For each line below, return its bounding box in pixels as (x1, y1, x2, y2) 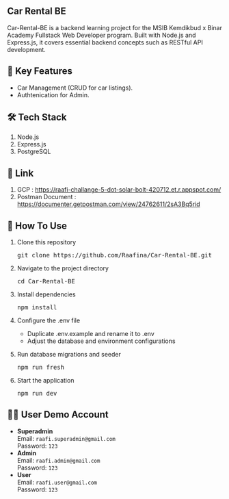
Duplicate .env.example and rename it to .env (27, 330, 155, 338)
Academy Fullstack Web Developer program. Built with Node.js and (7, 31, 196, 39)
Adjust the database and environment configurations (27, 337, 176, 345)
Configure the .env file (16, 316, 81, 324)
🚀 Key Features (7, 65, 73, 77)
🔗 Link (7, 167, 34, 179)
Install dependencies (16, 290, 77, 298)
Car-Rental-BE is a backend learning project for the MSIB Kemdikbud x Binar (7, 23, 222, 31)
